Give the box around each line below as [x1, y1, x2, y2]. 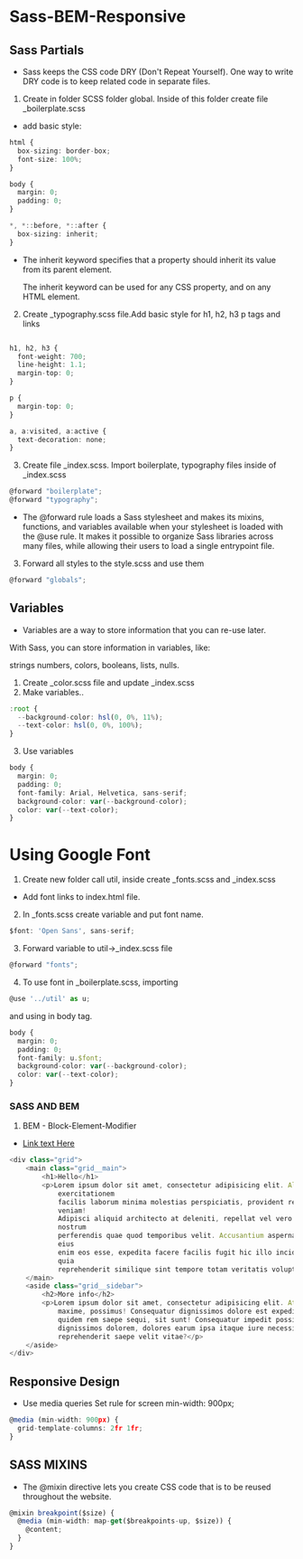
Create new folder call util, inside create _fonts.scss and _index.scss [22, 874, 277, 885]
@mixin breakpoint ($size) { [9, 1508, 115, 1517]
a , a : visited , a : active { [9, 427, 106, 436]
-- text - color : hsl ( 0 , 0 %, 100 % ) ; [17, 721, 143, 730]
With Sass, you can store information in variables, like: [9, 642, 211, 653]
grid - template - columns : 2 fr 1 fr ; [17, 1423, 143, 1432]
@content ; [25, 1526, 63, 1535]
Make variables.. [22, 686, 84, 697]
